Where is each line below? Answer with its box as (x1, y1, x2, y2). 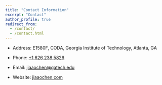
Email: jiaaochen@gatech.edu (12, 64, 75, 70)
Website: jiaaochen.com (12, 74, 63, 80)
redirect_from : (5, 21, 37, 27)
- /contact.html (10, 31, 44, 36)
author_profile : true (5, 17, 51, 22)
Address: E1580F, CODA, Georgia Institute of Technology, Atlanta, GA (12, 45, 157, 51)
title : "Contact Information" (5, 7, 69, 13)
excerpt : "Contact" (5, 12, 47, 17)
